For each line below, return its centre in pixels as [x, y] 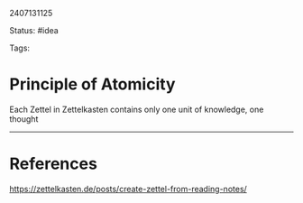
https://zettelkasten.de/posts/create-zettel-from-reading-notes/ [129, 189]
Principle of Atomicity [92, 84]
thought [24, 119]
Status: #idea [34, 30]
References [53, 164]
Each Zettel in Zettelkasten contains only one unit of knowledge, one [137, 109]
